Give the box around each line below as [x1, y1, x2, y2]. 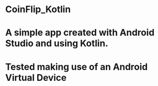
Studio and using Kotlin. [5, 38, 108, 49]
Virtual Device [5, 72, 67, 83]
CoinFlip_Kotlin [5, 4, 71, 15]
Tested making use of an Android [5, 61, 148, 72]
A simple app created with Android [5, 27, 155, 39]
